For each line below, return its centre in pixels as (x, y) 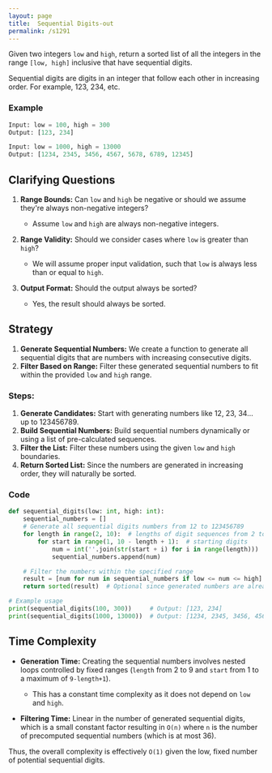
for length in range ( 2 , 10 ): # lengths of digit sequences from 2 (139, 535)
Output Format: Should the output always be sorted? (108, 288)
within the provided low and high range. (86, 375)
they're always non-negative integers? (84, 208)
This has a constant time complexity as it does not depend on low (141, 694)
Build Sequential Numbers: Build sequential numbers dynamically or (135, 431)
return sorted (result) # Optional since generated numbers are (134, 586)
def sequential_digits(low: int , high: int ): (86, 512)
